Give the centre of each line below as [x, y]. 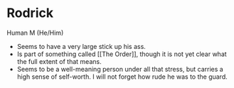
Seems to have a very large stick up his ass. [81, 46]
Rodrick [30, 13]
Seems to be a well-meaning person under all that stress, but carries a [120, 69]
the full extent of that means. [59, 61]
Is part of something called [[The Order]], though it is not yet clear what [122, 54]
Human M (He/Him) [35, 33]
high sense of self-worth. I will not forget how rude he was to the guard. [122, 77]
